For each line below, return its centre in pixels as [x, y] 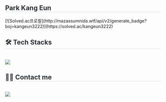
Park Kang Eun [28, 8]
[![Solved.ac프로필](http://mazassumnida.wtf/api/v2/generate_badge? [76, 21]
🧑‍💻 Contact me [28, 77]
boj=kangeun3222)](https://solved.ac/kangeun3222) [59, 26]
